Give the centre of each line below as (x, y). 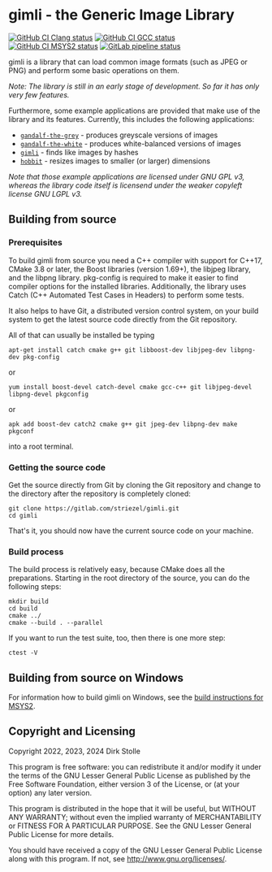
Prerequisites (35, 243)
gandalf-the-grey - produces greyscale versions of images (119, 135)
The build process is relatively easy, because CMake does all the (117, 570)
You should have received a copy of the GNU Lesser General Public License (135, 850)
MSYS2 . (22, 706)
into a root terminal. (41, 446)
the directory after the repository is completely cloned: (99, 493)
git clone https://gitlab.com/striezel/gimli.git (94, 508)
